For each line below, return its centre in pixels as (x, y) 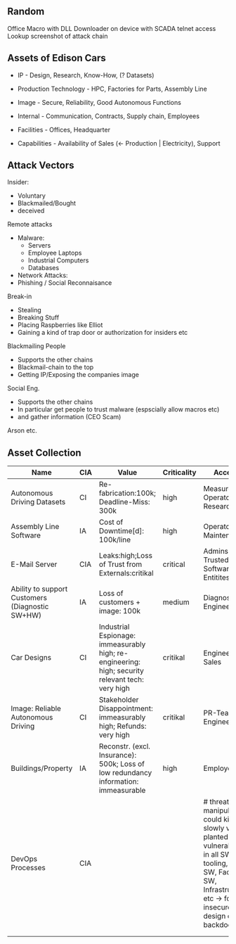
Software (26, 535)
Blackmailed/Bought (46, 203)
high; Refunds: (123, 726)
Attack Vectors (41, 166)
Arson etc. (22, 430)
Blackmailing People (37, 346)
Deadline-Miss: (124, 502)
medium (176, 602)
